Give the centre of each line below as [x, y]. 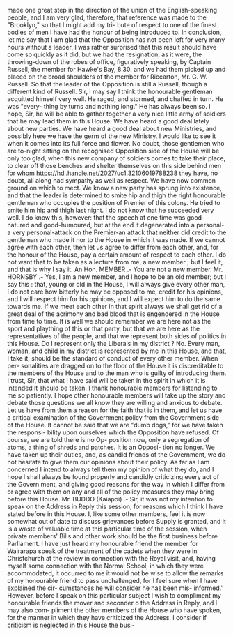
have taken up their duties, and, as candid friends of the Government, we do [116, 455]
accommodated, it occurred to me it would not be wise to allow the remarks [115, 573]
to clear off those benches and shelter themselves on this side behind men [114, 166]
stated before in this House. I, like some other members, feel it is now [106, 514]
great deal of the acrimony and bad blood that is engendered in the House [114, 314]
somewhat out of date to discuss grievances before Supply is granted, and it [116, 521]
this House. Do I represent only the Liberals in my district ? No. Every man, [114, 343]
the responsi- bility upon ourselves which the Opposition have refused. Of [113, 432]
